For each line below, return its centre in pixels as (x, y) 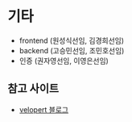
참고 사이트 (33, 88)
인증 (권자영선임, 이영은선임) (64, 61)
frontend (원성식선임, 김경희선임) (72, 40)
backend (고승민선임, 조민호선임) (72, 50)
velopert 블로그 (44, 109)
